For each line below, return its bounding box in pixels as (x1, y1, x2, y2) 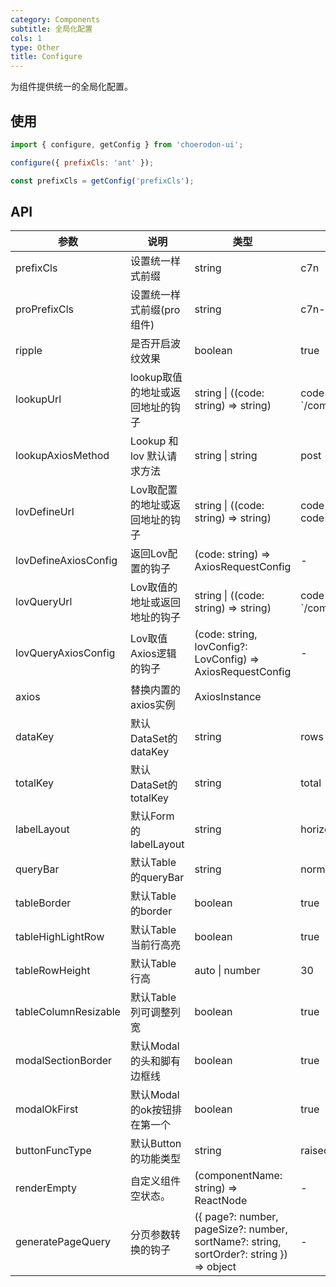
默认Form (129, 809, 175, 823)
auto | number (194, 964, 261, 978)
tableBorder (15, 896, 72, 910)
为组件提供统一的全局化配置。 (10, 81, 133, 93)
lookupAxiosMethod (15, 449, 110, 463)
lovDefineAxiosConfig (15, 554, 118, 568)
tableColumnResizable (15, 1005, 121, 1019)
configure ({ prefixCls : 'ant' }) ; (10, 157, 155, 168)
